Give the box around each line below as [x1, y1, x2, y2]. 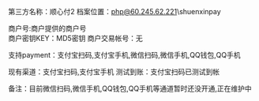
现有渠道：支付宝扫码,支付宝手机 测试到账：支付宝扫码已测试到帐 [8, 67, 220, 77]
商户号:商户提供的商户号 [8, 24, 87, 33]
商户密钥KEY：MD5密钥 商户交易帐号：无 [8, 34, 144, 43]
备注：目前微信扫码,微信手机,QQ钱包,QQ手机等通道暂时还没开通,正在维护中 [8, 84, 252, 93]
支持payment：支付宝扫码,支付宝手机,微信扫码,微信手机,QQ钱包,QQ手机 [8, 50, 241, 59]
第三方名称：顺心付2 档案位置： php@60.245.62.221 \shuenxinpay [8, 7, 221, 16]
